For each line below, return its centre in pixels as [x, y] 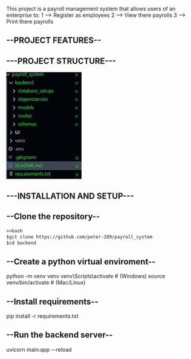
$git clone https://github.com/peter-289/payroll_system [79, 237]
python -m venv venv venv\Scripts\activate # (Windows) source [86, 276]
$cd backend [21, 243]
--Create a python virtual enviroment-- [81, 262]
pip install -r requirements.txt [42, 316]
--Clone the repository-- [53, 216]
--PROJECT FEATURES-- [54, 41]
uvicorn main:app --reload [39, 349]
